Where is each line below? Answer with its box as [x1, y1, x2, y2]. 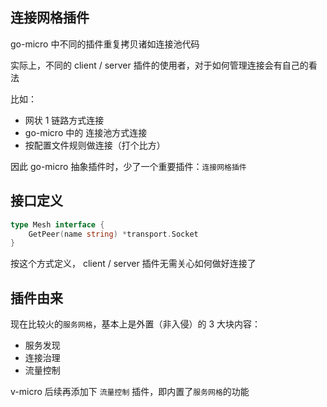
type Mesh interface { [10, 219, 105, 230]
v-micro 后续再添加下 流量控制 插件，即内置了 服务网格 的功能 [10, 386, 250, 398]
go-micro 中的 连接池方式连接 [24, 126, 148, 138]
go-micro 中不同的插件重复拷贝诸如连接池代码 [10, 38, 200, 50]
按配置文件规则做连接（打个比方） [24, 139, 166, 151]
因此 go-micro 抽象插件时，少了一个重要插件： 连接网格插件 [10, 160, 247, 172]
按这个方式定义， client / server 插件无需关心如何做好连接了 [10, 258, 257, 270]
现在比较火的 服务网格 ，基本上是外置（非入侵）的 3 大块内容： [10, 318, 262, 330]
